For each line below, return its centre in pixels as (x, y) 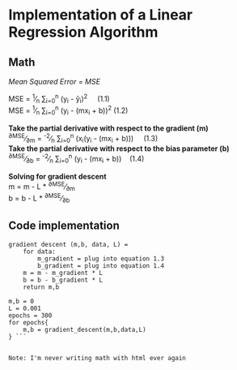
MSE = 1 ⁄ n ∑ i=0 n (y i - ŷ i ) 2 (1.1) (59, 99)
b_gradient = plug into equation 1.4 (101, 265)
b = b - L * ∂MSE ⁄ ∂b (39, 198)
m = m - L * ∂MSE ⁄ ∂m (42, 187)
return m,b (41, 287)
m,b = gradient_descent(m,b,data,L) (85, 329)
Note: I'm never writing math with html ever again (97, 358)
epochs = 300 (30, 315)
